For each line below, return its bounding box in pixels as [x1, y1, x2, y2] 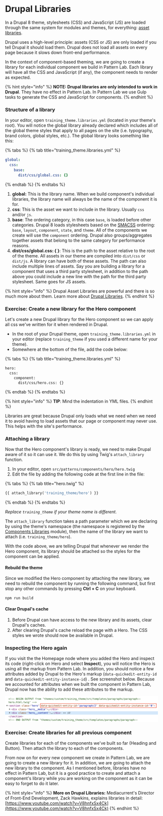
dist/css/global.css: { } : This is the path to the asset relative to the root [12, 248, 155, 254]
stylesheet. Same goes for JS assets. [12, 278, 86, 285]
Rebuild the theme [5, 564, 43, 570]
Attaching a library [5, 435, 50, 442]
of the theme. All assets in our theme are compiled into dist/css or [12, 253, 146, 258]
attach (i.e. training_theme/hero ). [5, 534, 72, 540]
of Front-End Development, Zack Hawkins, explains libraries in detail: [5, 795, 143, 801]
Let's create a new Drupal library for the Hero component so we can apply [5, 317, 154, 323]
